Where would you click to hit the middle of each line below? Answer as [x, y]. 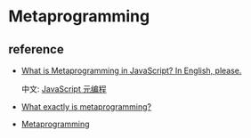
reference [36, 49]
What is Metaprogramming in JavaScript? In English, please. [131, 70]
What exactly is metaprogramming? [86, 107]
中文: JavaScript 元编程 [64, 89]
